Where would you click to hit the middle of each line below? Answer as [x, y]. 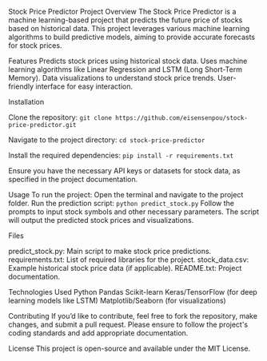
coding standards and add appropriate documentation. [98, 333]
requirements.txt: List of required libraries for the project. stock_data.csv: [129, 260]
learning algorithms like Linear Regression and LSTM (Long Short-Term [125, 69]
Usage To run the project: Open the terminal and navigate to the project [126, 194]
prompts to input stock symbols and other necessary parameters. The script [134, 212]
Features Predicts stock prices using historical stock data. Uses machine [128, 61]
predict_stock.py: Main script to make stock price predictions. [110, 251]
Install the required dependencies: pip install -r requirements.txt [121, 155]
